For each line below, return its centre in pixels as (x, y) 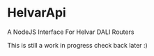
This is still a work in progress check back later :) (77, 45)
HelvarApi (37, 13)
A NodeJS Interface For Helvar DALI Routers (71, 32)
